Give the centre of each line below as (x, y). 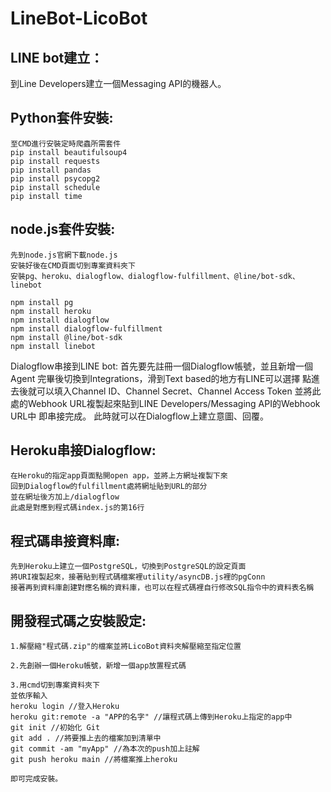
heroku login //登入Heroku (65, 707)
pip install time (46, 196)
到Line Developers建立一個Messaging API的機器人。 (118, 83)
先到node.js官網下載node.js (64, 255)
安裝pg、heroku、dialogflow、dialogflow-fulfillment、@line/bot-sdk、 (155, 276)
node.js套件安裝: (63, 229)
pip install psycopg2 (55, 178)
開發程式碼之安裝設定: (78, 620)
